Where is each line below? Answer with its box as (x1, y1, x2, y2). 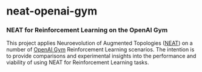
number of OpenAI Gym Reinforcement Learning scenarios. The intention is (6, 46, 195, 53)
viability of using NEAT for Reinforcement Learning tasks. (6, 59, 149, 66)
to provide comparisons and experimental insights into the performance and (6, 53, 197, 60)
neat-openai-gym (6, 4, 98, 18)
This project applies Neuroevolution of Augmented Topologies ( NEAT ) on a (6, 39, 193, 47)
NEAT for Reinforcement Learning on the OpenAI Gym (6, 26, 168, 34)
